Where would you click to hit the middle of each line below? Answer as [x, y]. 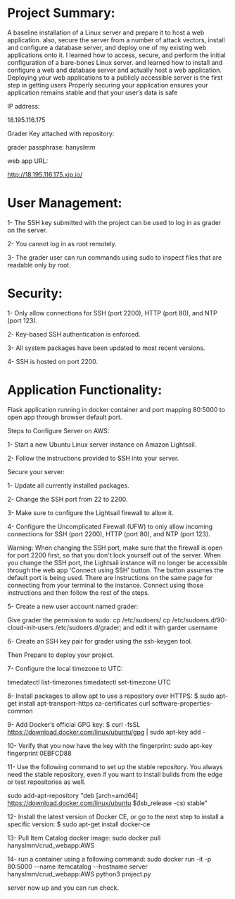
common [20, 711]
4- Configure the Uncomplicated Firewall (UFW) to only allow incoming [110, 526]
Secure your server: [36, 471]
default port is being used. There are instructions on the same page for [110, 577]
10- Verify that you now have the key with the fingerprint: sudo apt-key [110, 745]
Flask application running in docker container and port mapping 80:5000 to [116, 409]
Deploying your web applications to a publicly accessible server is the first [115, 77]
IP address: [24, 106]
